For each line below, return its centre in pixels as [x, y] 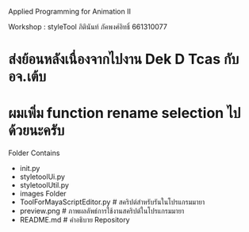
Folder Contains [34, 153]
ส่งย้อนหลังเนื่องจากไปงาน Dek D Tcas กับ [124, 59]
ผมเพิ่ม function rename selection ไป [125, 113]
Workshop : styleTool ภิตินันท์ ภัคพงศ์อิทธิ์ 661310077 [88, 27]
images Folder [43, 194]
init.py [30, 169]
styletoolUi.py [42, 177]
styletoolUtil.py [44, 185]
